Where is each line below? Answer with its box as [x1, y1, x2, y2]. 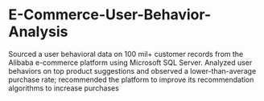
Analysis [8, 22, 68, 41]
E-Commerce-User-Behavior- [8, 6, 212, 24]
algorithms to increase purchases [8, 83, 119, 93]
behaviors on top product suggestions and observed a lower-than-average [8, 66, 257, 75]
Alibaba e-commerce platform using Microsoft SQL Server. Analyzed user [8, 58, 253, 67]
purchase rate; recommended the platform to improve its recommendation [8, 75, 254, 84]
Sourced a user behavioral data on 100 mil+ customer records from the [8, 49, 244, 59]
